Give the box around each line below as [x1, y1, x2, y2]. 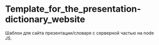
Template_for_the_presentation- [5, 3, 141, 15]
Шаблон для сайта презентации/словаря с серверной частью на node [5, 30, 155, 36]
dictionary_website [5, 14, 85, 25]
